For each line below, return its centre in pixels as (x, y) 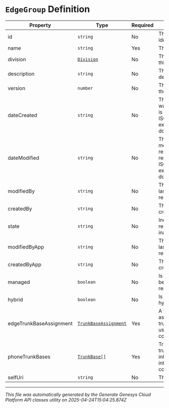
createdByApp (25, 264)
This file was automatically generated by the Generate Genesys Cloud (78, 394)
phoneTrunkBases (29, 356)
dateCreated (23, 115)
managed (19, 282)
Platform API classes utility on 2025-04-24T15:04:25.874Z (66, 399)
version (17, 88)
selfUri (16, 377)
